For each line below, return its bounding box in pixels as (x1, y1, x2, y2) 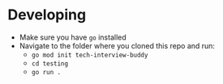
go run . (31, 68, 62, 76)
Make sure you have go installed (19, 32, 127, 42)
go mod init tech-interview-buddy (31, 51, 148, 59)
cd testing (31, 59, 69, 68)
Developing (7, 6, 87, 24)
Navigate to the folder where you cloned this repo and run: (19, 40, 216, 50)
